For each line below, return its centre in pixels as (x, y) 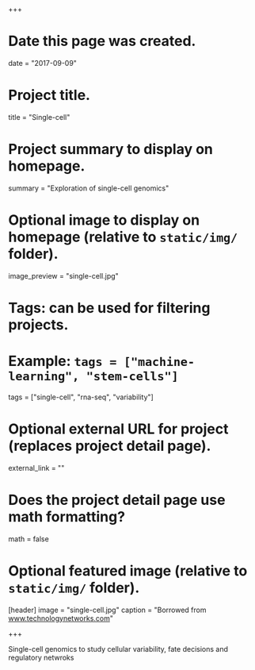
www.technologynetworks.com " (61, 618)
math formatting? (67, 517)
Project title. (49, 95)
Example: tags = (63, 361)
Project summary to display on (111, 150)
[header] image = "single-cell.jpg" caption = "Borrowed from (107, 610)
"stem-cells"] (132, 377)
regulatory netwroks (41, 657)
